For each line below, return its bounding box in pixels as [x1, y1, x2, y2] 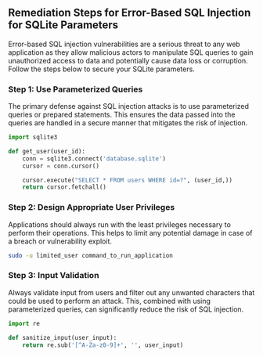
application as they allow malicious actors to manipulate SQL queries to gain [8, 47, 254, 57]
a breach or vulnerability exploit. [8, 236, 112, 246]
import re [8, 319, 41, 327]
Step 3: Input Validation [8, 270, 99, 281]
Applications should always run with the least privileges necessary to [8, 219, 231, 229]
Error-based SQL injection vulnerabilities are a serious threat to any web [8, 39, 240, 49]
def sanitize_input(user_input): [8, 334, 117, 341]
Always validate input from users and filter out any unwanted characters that [8, 287, 255, 297]
